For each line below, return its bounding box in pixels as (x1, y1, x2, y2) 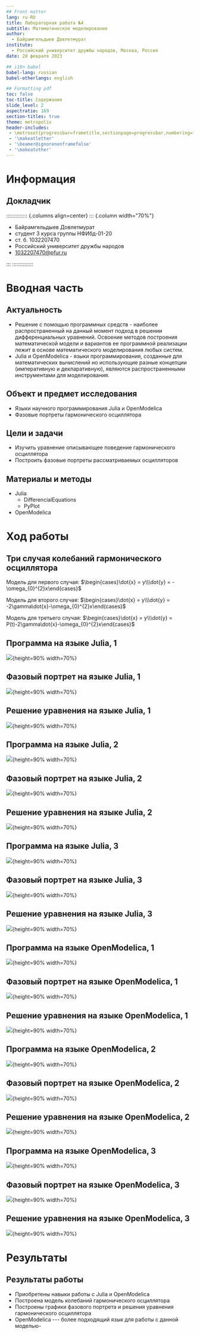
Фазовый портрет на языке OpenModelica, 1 (6, 976, 179, 987)
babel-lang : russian (6, 69, 58, 75)
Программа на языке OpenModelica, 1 (6, 942, 155, 953)
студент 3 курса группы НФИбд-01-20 (14, 230, 112, 237)
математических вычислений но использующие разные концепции (14, 359, 187, 366)
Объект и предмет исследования (6, 389, 137, 399)
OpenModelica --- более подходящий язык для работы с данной (14, 1316, 179, 1323)
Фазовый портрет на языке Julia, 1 (6, 672, 141, 682)
